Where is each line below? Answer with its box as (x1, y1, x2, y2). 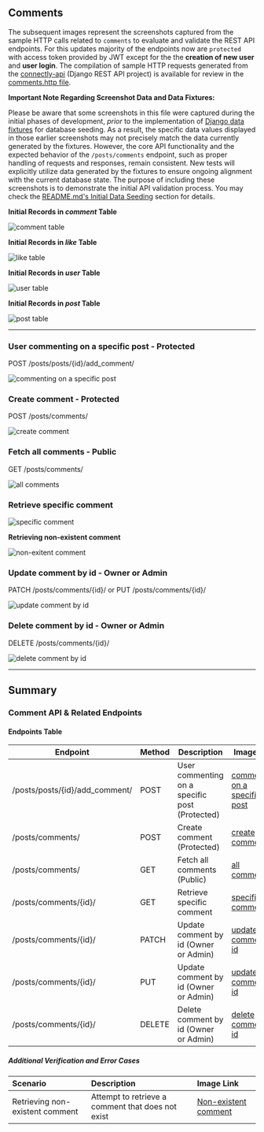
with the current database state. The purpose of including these (8, 175, 215, 184)
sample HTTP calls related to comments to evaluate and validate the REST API (8, 35, 255, 45)
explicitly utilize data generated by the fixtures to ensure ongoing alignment (8, 166, 253, 176)
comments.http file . (8, 77, 71, 87)
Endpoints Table (8, 726, 63, 736)
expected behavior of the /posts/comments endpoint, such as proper (8, 150, 228, 159)
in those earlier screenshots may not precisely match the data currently (8, 133, 240, 143)
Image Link (196, 1078, 240, 1089)
